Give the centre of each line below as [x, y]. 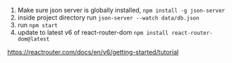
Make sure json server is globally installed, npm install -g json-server [121, 10]
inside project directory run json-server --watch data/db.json [108, 17]
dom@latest [33, 39]
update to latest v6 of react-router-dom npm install [93, 32]
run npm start [37, 25]
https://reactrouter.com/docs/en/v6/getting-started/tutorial [93, 52]
